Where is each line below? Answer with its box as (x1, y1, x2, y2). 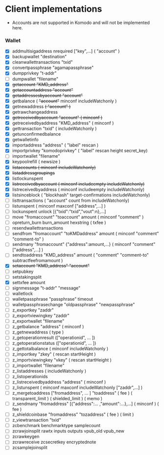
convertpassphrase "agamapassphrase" (12, 65, 94, 71)
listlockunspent (12, 175, 43, 181)
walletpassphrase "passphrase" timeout (12, 296, 93, 302)
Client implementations (5, 3, 102, 15)
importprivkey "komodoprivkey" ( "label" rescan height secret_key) (12, 148, 148, 154)
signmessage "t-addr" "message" (12, 285, 81, 291)
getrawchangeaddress (12, 109, 58, 115)
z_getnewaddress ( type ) (12, 329, 64, 335)
